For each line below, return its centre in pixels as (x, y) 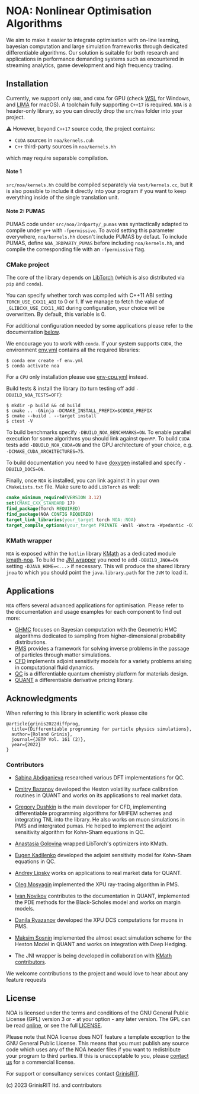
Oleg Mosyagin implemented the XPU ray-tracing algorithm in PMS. (97, 884)
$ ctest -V (20, 421)
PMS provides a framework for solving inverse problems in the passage (102, 648)
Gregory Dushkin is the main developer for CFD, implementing (91, 807)
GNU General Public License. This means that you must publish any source (98, 1043)
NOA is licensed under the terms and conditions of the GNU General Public (97, 1013)
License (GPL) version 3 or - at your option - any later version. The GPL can (98, 1019)
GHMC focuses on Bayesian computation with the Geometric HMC (96, 629)
